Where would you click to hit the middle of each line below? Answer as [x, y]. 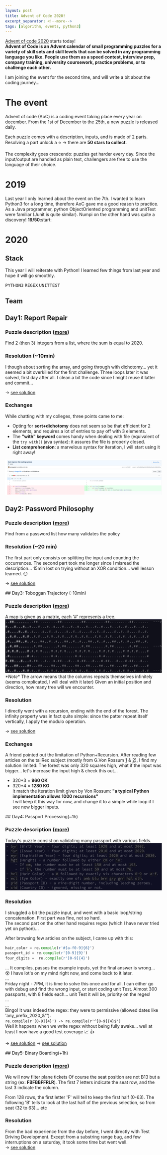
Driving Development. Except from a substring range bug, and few [73, 1137]
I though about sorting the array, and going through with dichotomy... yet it [82, 367]
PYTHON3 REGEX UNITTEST [33, 285]
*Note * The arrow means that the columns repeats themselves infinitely [79, 677]
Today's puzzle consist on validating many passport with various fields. [78, 840]
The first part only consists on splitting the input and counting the [72, 558]
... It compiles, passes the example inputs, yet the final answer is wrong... [80, 968]
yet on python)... [22, 928]
